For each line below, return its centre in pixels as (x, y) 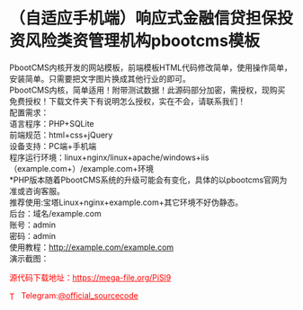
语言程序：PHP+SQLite (52, 123)
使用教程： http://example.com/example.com (92, 247)
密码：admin (33, 235)
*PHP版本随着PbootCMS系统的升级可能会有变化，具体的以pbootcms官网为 (148, 180)
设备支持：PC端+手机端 (53, 146)
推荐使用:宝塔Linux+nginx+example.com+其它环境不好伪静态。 (126, 202)
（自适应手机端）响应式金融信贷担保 (143, 18)
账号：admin (33, 225)
